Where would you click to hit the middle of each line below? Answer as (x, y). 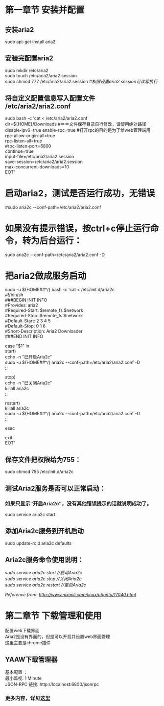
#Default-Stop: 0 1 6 (25, 326)
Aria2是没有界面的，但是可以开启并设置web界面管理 (58, 636)
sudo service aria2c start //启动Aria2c (44, 572)
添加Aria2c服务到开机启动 (45, 531)
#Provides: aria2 (22, 305)
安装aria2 (20, 30)
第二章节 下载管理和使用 (53, 616)
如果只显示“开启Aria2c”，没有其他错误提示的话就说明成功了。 (78, 503)
